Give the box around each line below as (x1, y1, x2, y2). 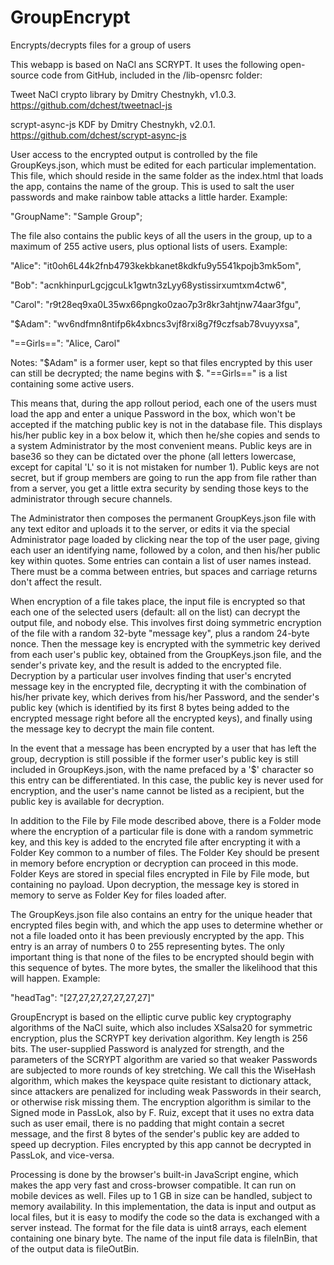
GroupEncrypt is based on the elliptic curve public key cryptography (10, 1011, 292, 1023)
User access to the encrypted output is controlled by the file (10, 148, 258, 160)
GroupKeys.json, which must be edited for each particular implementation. (10, 159, 317, 171)
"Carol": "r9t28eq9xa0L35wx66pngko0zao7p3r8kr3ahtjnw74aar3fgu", (10, 298, 302, 310)
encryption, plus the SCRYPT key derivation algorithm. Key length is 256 (10, 1032, 308, 1044)
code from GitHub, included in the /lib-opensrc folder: (41, 69, 263, 81)
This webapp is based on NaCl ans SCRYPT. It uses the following (10, 58, 278, 70)
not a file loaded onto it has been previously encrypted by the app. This (10, 929, 305, 941)
